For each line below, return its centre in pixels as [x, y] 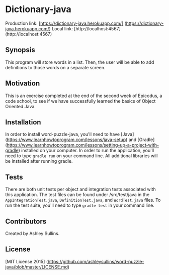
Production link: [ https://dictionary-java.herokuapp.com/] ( [66, 23]
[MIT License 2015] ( [27, 261]
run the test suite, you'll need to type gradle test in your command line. [80, 205]
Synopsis [20, 50]
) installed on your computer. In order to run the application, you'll [86, 151]
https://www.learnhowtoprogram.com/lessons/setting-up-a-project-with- [83, 145]
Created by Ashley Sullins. [32, 233]
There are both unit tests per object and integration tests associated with [80, 189]
